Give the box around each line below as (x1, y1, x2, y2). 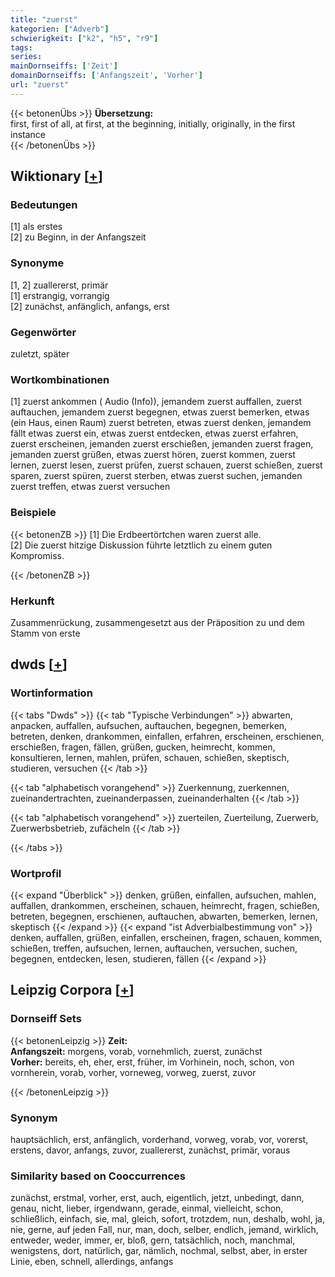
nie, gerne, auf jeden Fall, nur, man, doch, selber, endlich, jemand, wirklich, (10, 1224, 319, 1236)
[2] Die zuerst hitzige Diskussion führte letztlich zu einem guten (10, 539, 273, 551)
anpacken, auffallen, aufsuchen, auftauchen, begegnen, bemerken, (10, 719, 288, 731)
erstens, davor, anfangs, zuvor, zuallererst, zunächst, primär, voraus (10, 1144, 291, 1156)
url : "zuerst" (10, 80, 70, 90)
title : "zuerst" (10, 14, 78, 25)
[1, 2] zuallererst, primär (10, 279, 109, 291)
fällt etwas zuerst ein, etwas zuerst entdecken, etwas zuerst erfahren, (10, 427, 299, 440)
